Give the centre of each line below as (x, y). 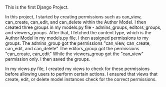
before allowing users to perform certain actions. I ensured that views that (81, 74)
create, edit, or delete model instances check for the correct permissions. (81, 79)
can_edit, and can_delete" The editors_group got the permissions (72, 48)
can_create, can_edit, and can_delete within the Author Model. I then (76, 22)
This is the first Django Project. (37, 7)
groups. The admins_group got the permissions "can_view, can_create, (78, 43)
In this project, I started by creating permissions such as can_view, (73, 17)
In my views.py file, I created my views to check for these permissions (77, 69)
